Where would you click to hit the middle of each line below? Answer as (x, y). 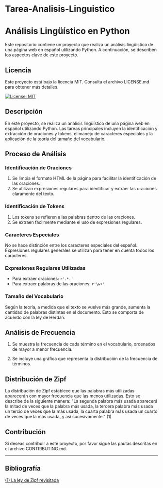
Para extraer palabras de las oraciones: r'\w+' (58, 284)
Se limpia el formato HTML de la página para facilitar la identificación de (84, 179)
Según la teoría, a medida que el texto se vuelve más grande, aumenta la (78, 307)
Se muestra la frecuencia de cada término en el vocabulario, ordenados (84, 344)
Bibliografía (23, 468)
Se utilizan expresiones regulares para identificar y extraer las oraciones (84, 189)
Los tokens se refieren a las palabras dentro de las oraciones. (73, 217)
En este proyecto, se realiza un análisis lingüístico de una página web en (77, 123)
